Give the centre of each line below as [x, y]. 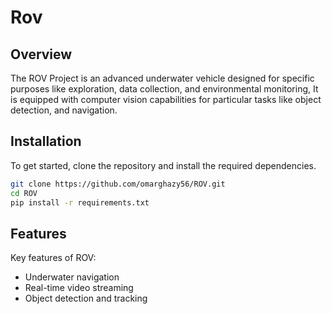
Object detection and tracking [86, 298]
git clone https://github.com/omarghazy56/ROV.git [118, 184]
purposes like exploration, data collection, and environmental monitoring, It [164, 89]
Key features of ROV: [53, 258]
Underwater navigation [72, 277]
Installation [46, 141]
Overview [41, 54]
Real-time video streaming [79, 288]
